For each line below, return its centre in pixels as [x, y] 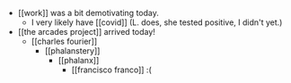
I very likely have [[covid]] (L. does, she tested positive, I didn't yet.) [157, 22]
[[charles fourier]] [64, 41]
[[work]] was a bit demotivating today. [88, 13]
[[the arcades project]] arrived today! [86, 32]
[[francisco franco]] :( [112, 70]
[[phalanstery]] [72, 51]
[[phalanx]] [79, 60]
